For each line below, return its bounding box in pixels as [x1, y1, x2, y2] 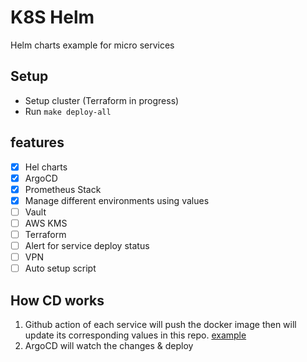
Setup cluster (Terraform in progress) [24, 94, 180, 106]
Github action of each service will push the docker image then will [24, 319, 297, 330]
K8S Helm [10, 6, 95, 29]
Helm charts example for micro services [10, 39, 175, 51]
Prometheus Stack [24, 183, 102, 195]
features [10, 134, 65, 151]
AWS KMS [24, 217, 68, 229]
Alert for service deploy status [24, 240, 150, 251]
